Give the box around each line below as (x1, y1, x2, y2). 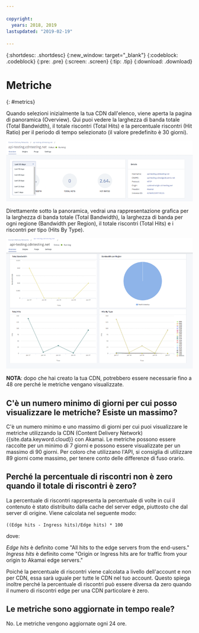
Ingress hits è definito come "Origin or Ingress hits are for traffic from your (6, 550, 188, 557)
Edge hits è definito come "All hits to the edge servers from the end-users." (6, 543, 190, 551)
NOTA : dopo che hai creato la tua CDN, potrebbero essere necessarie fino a (6, 374, 192, 382)
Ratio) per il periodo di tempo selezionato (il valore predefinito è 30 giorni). (6, 129, 188, 136)
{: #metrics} (6, 98, 36, 106)
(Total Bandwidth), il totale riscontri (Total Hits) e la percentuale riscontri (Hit (6, 122, 192, 130)
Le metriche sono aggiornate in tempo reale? (6, 604, 175, 614)
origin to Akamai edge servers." (6, 556, 84, 564)
